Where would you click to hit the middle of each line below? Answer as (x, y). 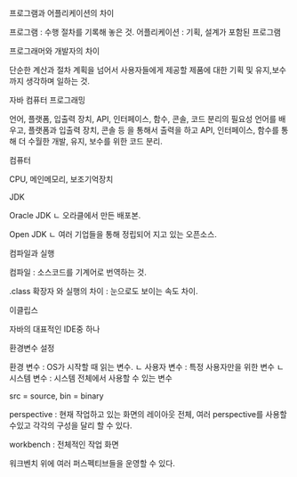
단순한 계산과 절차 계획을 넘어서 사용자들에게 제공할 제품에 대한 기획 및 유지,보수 (148, 70)
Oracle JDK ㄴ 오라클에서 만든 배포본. (75, 215)
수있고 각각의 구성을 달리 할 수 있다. (71, 425)
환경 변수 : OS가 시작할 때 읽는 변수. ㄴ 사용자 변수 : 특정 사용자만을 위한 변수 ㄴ (147, 367)
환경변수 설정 (32, 348)
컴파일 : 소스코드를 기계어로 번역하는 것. (78, 272)
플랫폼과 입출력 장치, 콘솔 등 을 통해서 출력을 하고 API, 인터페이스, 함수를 (154, 130)
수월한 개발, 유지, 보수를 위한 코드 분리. (95, 141)
